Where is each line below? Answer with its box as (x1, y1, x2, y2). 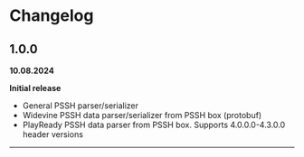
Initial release (9, 83, 62, 93)
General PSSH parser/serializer (22, 100, 138, 111)
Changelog (9, 5, 94, 26)
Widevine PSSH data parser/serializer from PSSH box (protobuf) (22, 110, 262, 120)
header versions (22, 129, 84, 140)
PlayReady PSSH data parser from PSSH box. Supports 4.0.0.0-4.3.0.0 (22, 119, 286, 130)
